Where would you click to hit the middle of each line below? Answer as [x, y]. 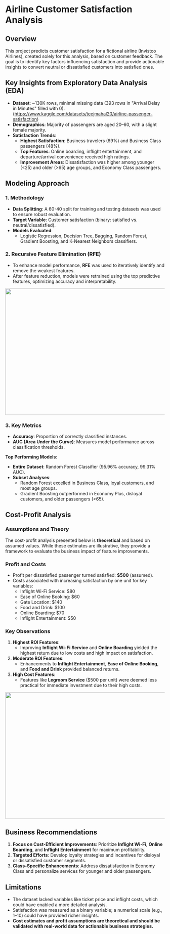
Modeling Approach [37, 183]
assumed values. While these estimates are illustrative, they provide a [78, 545]
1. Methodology [25, 198]
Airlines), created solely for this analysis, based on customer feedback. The [84, 56]
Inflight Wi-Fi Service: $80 [48, 591]
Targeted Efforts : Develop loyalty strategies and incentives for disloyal [86, 855]
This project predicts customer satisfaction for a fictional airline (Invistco [81, 51]
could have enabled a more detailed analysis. [60, 905]
